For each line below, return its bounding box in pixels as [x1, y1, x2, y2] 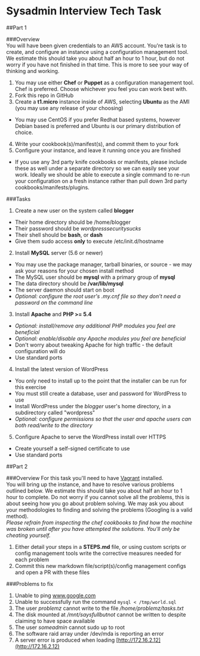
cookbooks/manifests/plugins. [14, 184, 90, 191]
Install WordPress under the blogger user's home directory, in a [14, 402, 171, 409]
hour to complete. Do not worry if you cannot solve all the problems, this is [6, 493, 190, 500]
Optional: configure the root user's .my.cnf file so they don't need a [14, 292, 181, 300]
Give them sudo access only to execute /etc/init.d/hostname [14, 238, 164, 245]
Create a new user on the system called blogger [14, 206, 134, 214]
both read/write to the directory [14, 421, 93, 429]
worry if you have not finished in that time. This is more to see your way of [6, 61, 189, 68]
